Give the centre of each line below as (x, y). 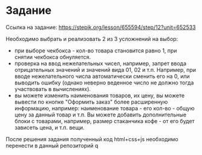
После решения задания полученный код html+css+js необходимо (92, 139)
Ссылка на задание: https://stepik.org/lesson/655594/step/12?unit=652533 (101, 27)
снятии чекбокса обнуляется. (53, 57)
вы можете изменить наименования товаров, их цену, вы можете (99, 95)
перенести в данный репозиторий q (52, 145)
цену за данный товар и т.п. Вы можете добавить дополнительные (100, 115)
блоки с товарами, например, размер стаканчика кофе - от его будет (104, 121)
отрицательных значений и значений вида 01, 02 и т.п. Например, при (105, 69)
